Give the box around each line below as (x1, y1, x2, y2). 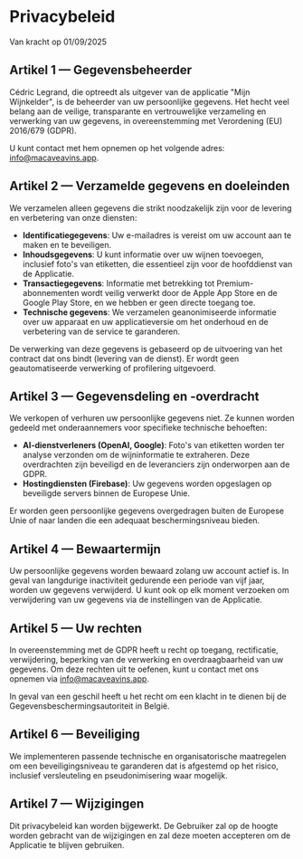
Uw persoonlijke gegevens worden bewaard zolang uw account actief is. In (9, 566, 289, 577)
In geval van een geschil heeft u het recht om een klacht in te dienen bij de (9, 691, 287, 702)
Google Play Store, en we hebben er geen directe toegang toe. (22, 297, 256, 308)
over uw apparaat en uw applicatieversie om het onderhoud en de (22, 316, 269, 327)
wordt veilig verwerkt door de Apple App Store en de (80, 287, 278, 298)
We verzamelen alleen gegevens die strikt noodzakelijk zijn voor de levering (9, 202, 292, 214)
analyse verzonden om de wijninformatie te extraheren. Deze (22, 450, 251, 461)
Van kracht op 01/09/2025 (9, 36, 107, 47)
